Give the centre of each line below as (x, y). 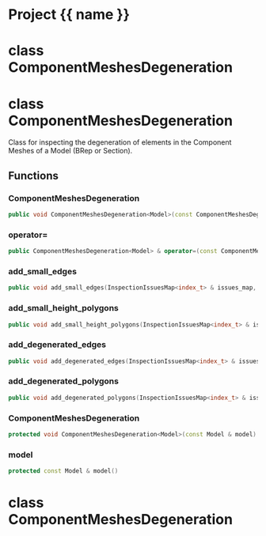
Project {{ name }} (69, 15)
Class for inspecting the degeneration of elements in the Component (120, 142)
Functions (34, 176)
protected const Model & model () (63, 471)
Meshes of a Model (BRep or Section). (70, 151)
